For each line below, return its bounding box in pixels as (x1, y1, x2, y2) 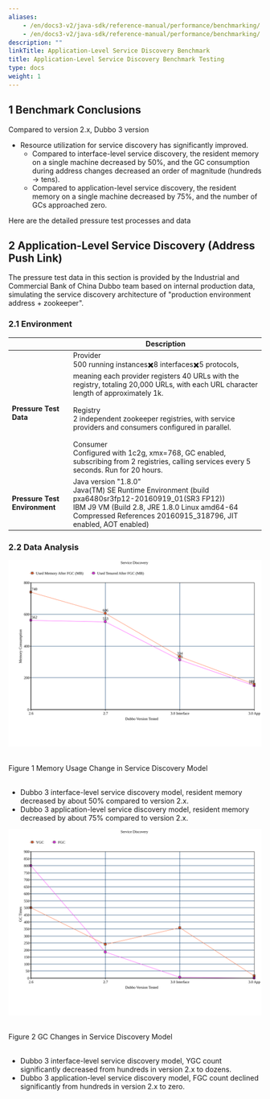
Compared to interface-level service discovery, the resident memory (31, 149, 260, 158)
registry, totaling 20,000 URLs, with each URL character (72, 380, 259, 389)
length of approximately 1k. (72, 389, 164, 398)
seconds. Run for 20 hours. (72, 465, 163, 475)
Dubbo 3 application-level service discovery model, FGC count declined (19, 1072, 259, 1082)
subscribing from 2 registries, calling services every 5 (72, 457, 252, 467)
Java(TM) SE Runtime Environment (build (72, 485, 210, 495)
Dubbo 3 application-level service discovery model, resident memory (19, 805, 250, 814)
